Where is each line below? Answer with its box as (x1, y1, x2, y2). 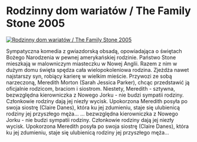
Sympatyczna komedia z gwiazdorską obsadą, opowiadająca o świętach (6, 47, 182, 54)
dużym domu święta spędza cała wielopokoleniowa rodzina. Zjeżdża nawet (6, 66, 189, 73)
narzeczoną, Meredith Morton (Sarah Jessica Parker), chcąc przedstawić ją (6, 78, 190, 86)
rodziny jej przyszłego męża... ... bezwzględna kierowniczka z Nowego (6, 110, 179, 117)
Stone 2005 (6, 16, 65, 30)
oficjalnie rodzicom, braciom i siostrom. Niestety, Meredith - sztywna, (6, 85, 175, 92)
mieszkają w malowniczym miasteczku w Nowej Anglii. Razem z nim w (6, 60, 178, 67)
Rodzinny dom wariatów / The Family (6, 4, 191, 18)
